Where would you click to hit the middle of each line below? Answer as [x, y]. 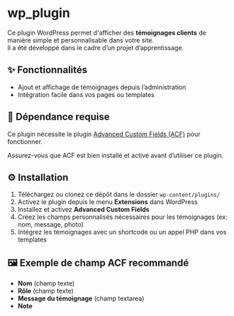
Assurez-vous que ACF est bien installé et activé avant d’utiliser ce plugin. [116, 155]
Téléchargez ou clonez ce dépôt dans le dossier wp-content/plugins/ [119, 194]
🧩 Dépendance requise [58, 117]
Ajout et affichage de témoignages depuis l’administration [102, 87]
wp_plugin [39, 13]
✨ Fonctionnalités [48, 70]
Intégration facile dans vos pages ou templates [86, 94]
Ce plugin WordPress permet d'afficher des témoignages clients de [107, 33]
